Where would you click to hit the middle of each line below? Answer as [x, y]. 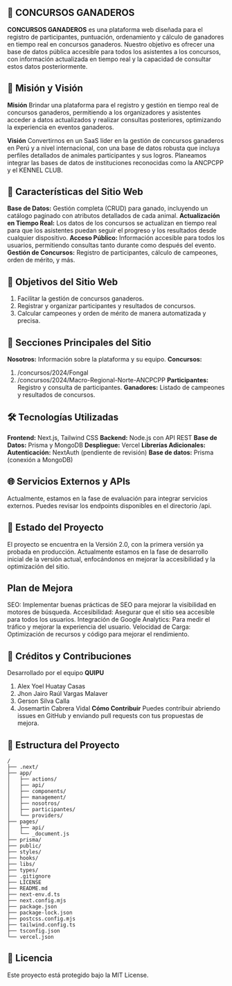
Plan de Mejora [40, 588]
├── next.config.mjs [37, 900]
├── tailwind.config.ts [42, 925]
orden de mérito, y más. [41, 260]
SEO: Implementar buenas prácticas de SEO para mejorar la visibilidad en [112, 605]
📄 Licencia [30, 958]
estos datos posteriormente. [47, 66]
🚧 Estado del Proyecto [55, 528]
